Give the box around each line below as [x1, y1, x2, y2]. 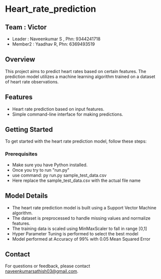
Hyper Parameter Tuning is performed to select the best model [12, 230, 139, 236]
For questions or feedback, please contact [5, 263, 90, 269]
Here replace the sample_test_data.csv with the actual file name [12, 178, 141, 183]
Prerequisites [5, 151, 38, 157]
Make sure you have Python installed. [12, 162, 88, 168]
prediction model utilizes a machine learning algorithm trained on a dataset [5, 74, 156, 79]
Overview [5, 55, 36, 64]
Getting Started [5, 126, 53, 134]
